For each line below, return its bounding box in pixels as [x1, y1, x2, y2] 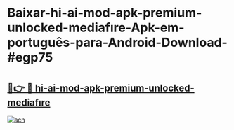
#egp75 [7, 50, 53, 66]
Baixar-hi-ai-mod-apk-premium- [7, 5, 202, 21]
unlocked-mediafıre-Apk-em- [7, 20, 185, 36]
